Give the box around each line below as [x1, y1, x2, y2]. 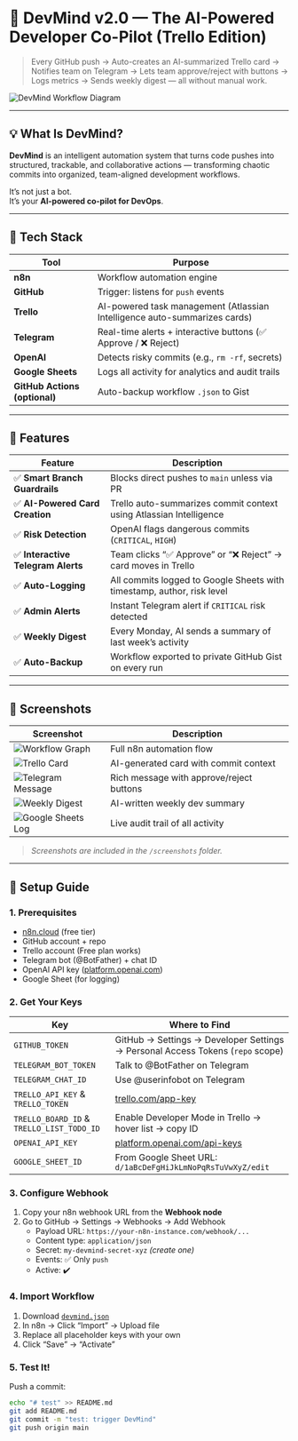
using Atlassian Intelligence [110, 508, 224, 521]
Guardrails [13, 483, 59, 496]
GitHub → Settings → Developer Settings [114, 1034, 285, 1047]
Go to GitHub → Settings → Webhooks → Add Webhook [21, 1216, 226, 1227]
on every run [110, 662, 164, 674]
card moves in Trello [110, 560, 195, 572]
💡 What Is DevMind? [9, 126, 124, 141]
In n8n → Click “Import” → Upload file [21, 1319, 160, 1331]
